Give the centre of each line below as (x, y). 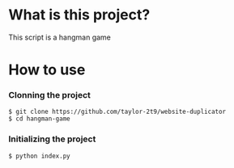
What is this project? (79, 15)
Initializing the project (52, 139)
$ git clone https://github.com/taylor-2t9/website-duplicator (117, 112)
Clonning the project (50, 95)
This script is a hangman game (60, 37)
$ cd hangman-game (39, 119)
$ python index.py (39, 156)
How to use (47, 70)
